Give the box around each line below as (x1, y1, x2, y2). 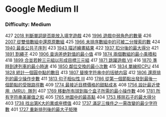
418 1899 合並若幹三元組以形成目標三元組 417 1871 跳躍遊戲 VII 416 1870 (5, 58, 152, 63)
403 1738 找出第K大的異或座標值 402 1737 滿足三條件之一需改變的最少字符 (5, 100, 158, 106)
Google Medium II (5, 3, 79, 15)
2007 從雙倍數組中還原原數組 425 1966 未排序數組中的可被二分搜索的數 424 (5, 39, 161, 45)
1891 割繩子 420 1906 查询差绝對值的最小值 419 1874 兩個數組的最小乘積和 (5, 51, 157, 57)
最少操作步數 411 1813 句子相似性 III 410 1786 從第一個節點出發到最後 (13, 76, 153, 82)
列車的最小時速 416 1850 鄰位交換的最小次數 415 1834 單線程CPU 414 (18, 63, 160, 69)
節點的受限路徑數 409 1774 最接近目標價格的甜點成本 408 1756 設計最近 (9, 82, 156, 88)
